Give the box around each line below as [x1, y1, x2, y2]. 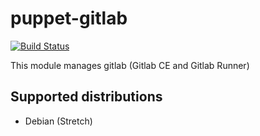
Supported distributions [10, 88, 163, 106]
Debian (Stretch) [24, 115, 93, 127]
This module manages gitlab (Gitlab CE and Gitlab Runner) [10, 59, 250, 71]
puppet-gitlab [10, 7, 128, 30]
